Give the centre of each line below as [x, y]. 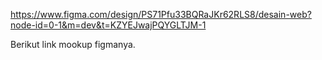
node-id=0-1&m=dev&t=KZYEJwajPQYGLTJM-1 [108, 25]
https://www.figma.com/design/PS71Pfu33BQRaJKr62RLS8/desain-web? [161, 14]
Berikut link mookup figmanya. [73, 44]
